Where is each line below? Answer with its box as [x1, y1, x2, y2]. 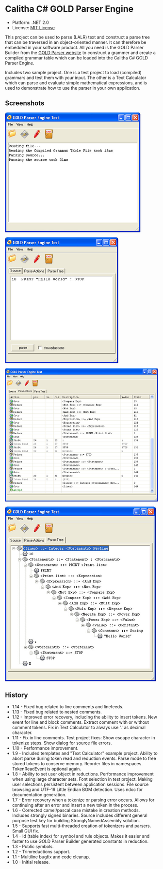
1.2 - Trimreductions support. [12, 849, 71, 855]
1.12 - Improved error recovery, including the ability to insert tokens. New [12, 714, 158, 720]
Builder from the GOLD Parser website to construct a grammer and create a [5, 50, 156, 56]
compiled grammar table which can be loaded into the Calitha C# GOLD [5, 55, 148, 60]
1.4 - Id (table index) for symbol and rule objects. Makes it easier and [12, 833, 150, 839]
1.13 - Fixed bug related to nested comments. [12, 709, 102, 715]
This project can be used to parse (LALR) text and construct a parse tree [5, 34, 150, 40]
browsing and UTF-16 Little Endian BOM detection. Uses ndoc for [12, 787, 143, 792]
